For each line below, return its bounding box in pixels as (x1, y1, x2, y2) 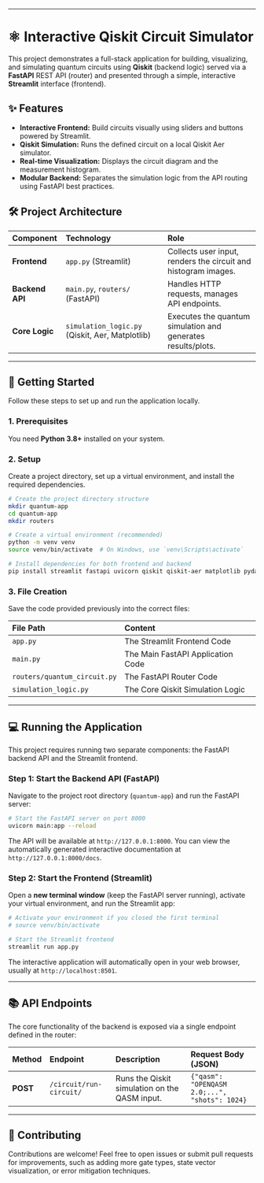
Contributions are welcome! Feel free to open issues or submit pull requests (8, 1149, 254, 1159)
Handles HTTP (167, 278, 222, 289)
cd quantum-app (8, 510, 58, 517)
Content (124, 623, 156, 634)
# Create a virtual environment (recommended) (8, 531, 163, 540)
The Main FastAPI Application (124, 649, 233, 660)
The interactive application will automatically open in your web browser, (8, 957, 240, 966)
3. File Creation (8, 586, 68, 597)
